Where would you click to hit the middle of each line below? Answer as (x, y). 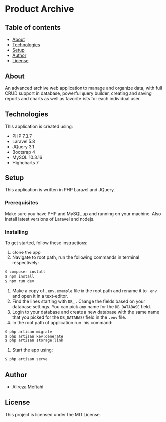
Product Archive (40, 9)
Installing (17, 232)
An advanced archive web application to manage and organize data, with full (83, 88)
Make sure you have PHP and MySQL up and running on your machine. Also (83, 213)
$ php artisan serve (27, 359)
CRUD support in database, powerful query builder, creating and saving (78, 93)
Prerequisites (22, 203)
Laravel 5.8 (24, 141)
